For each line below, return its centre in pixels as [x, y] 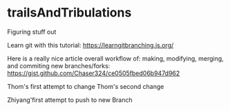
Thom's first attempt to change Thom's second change [86, 86]
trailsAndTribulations [69, 13]
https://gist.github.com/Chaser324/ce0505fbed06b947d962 [94, 73]
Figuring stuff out [32, 32]
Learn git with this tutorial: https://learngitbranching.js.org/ [90, 45]
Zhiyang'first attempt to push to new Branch [70, 100]
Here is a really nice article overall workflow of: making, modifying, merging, [116, 58]
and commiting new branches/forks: [59, 65]
